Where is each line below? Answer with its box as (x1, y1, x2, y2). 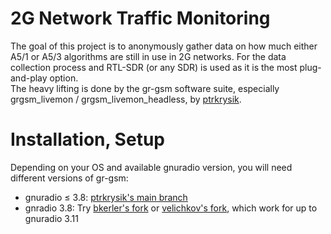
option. (49, 72, 79, 84)
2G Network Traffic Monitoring (10, 7, 271, 30)
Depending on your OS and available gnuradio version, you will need (10, 161, 293, 173)
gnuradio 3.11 (24, 212, 79, 224)
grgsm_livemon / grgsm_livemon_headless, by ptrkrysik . (10, 93, 242, 105)
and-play (10, 72, 48, 84)
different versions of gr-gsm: (10, 172, 129, 184)
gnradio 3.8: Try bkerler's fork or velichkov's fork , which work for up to (24, 202, 318, 214)
